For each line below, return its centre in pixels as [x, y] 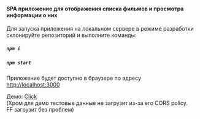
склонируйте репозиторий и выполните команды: [71, 35]
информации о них [32, 15]
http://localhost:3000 [33, 84]
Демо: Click [22, 96]
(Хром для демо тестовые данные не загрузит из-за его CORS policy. [97, 103]
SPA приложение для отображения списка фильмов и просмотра [95, 9]
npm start [19, 63]
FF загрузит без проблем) [40, 109]
